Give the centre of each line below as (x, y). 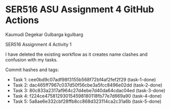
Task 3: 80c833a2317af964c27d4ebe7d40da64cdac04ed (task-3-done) (89, 90)
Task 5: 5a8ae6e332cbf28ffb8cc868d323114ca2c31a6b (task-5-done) (87, 101)
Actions (22, 20)
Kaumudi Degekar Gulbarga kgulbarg (44, 34)
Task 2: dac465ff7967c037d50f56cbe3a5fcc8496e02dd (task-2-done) (87, 85)
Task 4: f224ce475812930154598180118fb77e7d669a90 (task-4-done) (87, 96)
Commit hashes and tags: (32, 70)
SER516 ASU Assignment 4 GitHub (80, 9)
